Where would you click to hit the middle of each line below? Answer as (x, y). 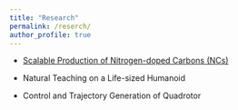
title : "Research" (44, 18)
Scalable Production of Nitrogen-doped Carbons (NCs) (125, 61)
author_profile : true (50, 35)
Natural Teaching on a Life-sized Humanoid (104, 78)
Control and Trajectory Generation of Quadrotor (112, 95)
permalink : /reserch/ (50, 26)
